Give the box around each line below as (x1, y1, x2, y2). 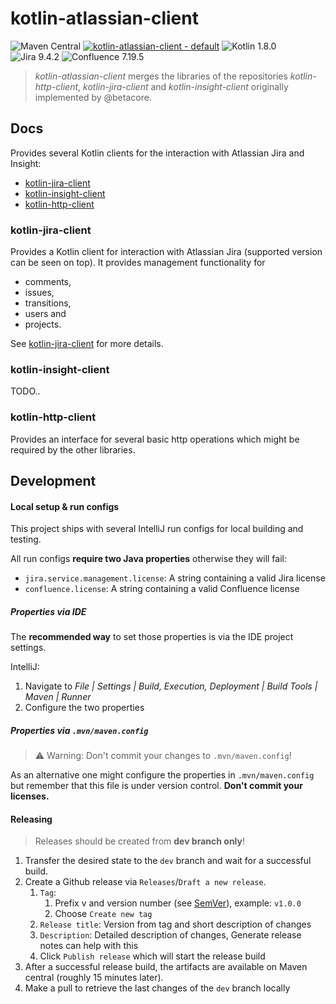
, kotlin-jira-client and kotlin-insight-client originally (78, 80, 289, 92)
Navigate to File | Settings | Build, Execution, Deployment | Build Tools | (24, 680, 318, 692)
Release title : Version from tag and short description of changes (39, 918, 312, 931)
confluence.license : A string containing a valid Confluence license (24, 583, 300, 595)
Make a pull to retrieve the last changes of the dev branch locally (24, 982, 291, 994)
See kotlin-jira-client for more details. (10, 338, 164, 350)
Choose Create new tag (54, 908, 153, 920)
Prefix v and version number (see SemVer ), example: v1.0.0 (54, 897, 302, 909)
